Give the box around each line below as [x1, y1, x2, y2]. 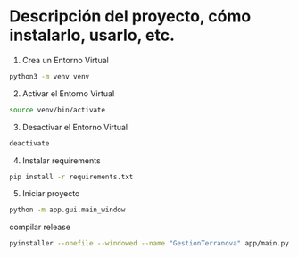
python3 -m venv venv [9, 71, 90, 81]
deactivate [9, 138, 50, 148]
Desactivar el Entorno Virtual [21, 121, 128, 132]
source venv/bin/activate [9, 105, 105, 114]
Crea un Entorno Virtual [21, 54, 109, 65]
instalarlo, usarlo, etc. [9, 25, 176, 46]
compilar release [9, 221, 71, 233]
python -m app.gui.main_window [9, 205, 126, 215]
